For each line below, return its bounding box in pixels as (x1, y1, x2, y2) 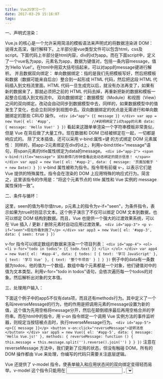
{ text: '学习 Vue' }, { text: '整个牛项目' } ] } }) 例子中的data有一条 (5, 257, 150, 262)
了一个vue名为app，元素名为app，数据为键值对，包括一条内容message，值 (5, 59, 157, 64)
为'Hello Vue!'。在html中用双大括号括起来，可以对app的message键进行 (5, 64, 148, 70)
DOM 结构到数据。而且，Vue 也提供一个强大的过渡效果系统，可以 (23, 215, 154, 221)
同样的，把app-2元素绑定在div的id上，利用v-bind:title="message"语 (14, 142, 151, 148)
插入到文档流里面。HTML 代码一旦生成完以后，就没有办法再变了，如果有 (9, 83, 154, 89)
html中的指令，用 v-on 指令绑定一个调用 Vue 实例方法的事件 (26, 313, 147, 319)
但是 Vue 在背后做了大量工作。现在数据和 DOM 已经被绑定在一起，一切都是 (5, 130, 156, 136)
